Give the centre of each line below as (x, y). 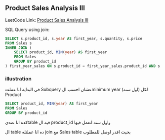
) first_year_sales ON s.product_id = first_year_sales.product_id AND (80, 66)
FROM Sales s (19, 43)
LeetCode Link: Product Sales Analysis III (47, 20)
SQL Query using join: (27, 30)
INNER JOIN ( (19, 48)
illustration (19, 78)
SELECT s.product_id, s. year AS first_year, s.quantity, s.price (74, 38)
